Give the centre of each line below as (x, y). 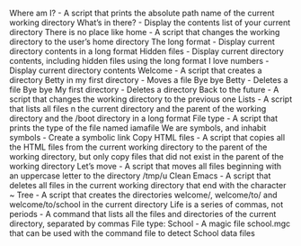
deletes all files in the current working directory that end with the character (148, 185)
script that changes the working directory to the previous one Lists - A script (151, 99)
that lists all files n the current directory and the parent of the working (138, 109)
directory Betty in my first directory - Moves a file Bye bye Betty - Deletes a (149, 80)
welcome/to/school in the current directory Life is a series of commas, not (146, 205)
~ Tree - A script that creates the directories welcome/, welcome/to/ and (143, 195)
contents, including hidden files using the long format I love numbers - (139, 61)
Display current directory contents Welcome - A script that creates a (136, 70)
